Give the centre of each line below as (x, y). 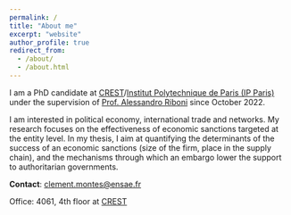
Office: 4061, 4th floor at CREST (68, 201)
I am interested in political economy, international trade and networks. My (144, 119)
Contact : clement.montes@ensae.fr (75, 184)
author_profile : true (50, 42)
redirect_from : (37, 51)
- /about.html (43, 68)
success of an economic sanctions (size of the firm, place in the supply (141, 147)
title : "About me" (43, 26)
